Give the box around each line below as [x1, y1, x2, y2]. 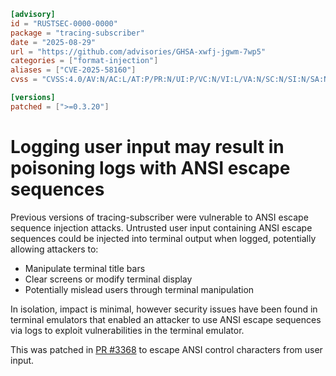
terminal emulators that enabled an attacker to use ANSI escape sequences [10, 313, 322, 325]
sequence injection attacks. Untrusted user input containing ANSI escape [10, 221, 313, 234]
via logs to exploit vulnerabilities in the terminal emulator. [10, 324, 245, 336]
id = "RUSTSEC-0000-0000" [10, 18, 118, 29]
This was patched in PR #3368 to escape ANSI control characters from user [10, 343, 323, 355]
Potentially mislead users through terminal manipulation [24, 283, 255, 295]
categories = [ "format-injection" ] [10, 56, 159, 66]
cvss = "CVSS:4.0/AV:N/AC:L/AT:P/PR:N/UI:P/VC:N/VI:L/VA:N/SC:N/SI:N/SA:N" [10, 75, 333, 85]
